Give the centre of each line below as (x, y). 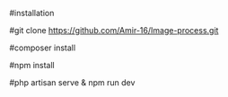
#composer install (43, 48)
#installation (32, 13)
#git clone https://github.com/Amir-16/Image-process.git (114, 30)
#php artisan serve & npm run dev (72, 83)
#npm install (32, 65)
